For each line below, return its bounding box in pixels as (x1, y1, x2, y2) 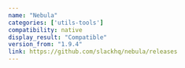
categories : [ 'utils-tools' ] (8, 19, 104, 27)
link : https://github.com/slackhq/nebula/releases (8, 48, 178, 55)
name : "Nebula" (8, 11, 58, 20)
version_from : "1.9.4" (8, 41, 83, 48)
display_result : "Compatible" (8, 33, 108, 41)
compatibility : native (8, 26, 83, 34)
